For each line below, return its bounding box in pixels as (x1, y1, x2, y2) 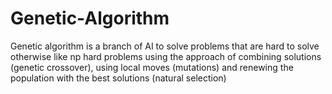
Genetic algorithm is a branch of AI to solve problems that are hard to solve (10, 40, 320, 52)
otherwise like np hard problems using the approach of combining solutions (10, 50, 322, 62)
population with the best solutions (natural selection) (10, 72, 227, 84)
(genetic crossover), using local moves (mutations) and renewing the (10, 61, 294, 73)
